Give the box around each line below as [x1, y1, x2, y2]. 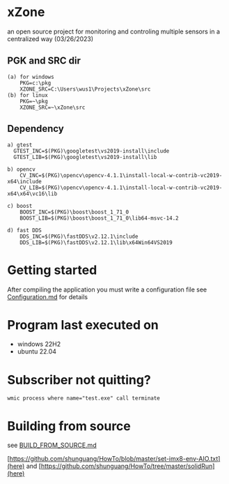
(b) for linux [7, 91, 49, 98]
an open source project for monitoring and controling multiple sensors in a [7, 27, 221, 36]
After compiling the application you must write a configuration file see [7, 285, 207, 294]
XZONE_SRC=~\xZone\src [19, 104, 86, 111]
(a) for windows [7, 73, 54, 80]
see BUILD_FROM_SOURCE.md [7, 441, 97, 450]
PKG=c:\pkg [19, 80, 52, 86]
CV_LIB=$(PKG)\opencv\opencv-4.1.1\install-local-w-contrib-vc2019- [19, 184, 223, 191]
